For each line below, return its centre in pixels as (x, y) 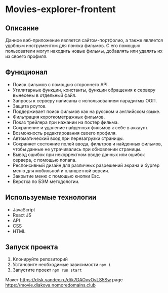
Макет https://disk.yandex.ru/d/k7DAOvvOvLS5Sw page (64, 280)
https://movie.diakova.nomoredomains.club (51, 285)
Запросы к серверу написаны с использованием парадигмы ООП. (85, 100)
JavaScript (24, 209)
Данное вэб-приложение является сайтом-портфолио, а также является (84, 40)
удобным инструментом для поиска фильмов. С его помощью (73, 46)
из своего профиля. (26, 56)
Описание (22, 28)
